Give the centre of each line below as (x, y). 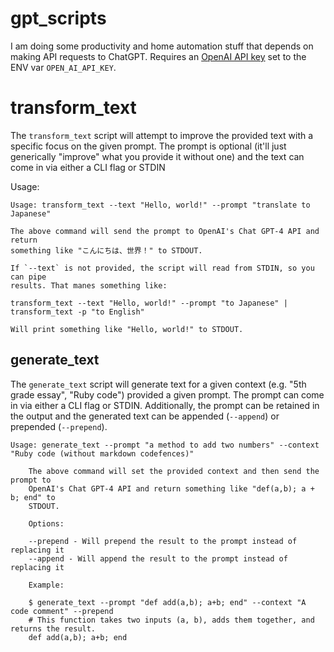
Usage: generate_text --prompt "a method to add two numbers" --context (165, 445)
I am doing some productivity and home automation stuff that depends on (162, 46)
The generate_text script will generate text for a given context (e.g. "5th (158, 384)
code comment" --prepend (62, 611)
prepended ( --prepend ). (59, 426)
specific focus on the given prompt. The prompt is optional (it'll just (148, 146)
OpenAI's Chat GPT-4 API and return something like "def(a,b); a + (171, 488)
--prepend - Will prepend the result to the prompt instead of (163, 541)
